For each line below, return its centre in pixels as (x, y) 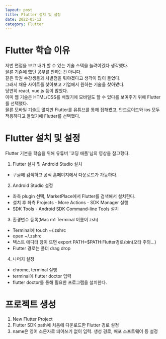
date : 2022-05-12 (23, 19)
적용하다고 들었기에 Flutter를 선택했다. (43, 116)
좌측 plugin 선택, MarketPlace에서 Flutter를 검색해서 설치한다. (74, 196)
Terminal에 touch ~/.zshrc (39, 230)
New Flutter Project (32, 319)
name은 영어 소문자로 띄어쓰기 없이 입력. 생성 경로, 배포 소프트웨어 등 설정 (85, 331)
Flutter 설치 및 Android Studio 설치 (47, 164)
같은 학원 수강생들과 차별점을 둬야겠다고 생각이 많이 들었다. (63, 78)
